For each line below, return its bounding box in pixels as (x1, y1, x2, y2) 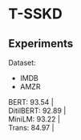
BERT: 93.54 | (8, 98, 54, 106)
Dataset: (8, 58, 36, 67)
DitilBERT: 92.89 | (8, 106, 67, 115)
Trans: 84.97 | (8, 123, 55, 132)
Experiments (8, 37, 74, 50)
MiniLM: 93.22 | (8, 114, 60, 124)
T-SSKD (8, 5, 63, 23)
